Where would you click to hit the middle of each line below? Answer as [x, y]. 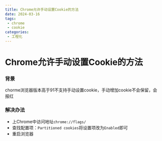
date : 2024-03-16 [22, 14]
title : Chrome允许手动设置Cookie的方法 [42, 9]
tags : [10, 18]
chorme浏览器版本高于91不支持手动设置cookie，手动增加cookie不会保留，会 [81, 90]
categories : [17, 32]
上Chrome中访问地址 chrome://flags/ [49, 122]
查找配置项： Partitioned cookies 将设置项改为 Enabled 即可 [70, 127]
